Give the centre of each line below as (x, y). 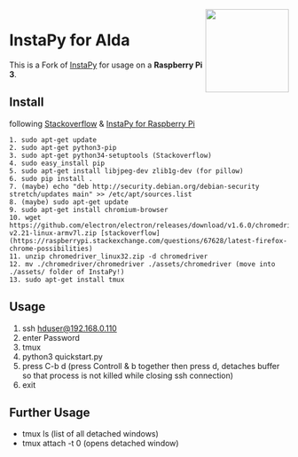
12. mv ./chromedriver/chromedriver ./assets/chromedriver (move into (142, 264)
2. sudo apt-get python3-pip (63, 147)
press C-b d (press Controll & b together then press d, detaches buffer (151, 366)
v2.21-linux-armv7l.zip (53, 233)
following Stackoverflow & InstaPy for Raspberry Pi (102, 123)
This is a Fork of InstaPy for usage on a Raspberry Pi (106, 65)
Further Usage (50, 412)
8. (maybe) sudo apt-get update (69, 202)
